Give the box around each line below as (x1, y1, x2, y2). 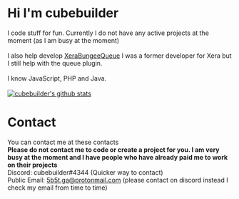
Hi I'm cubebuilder (7, 5, 119, 21)
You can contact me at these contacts (7, 138, 119, 146)
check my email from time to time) (7, 183, 108, 192)
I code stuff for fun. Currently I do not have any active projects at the (7, 29, 209, 37)
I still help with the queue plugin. (7, 58, 103, 67)
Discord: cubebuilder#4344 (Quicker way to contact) (7, 168, 163, 176)
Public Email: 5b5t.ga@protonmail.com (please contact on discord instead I (7, 175, 228, 184)
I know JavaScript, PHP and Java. (7, 73, 107, 83)
